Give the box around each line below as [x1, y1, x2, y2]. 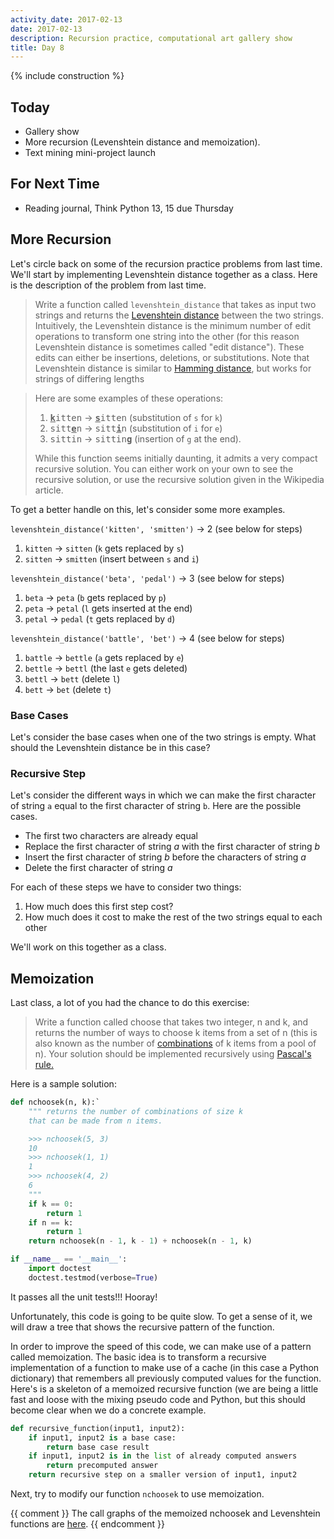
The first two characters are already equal [24, 830, 198, 842]
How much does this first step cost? [24, 901, 174, 913]
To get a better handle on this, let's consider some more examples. [10, 503, 286, 515]
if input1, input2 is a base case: [28, 1432, 177, 1443]
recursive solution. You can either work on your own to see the [34, 462, 294, 475]
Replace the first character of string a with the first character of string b [24, 841, 321, 853]
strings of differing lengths [34, 372, 145, 385]
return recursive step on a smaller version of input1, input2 [28, 1470, 298, 1480]
